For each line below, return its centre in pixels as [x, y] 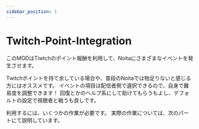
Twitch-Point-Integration [69, 41]
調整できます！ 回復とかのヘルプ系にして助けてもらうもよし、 [98, 93]
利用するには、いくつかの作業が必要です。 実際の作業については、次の [92, 112]
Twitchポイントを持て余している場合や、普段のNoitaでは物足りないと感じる [99, 78]
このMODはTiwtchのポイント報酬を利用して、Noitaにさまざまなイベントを [97, 58]
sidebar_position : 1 [32, 12]
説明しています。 [42, 120]
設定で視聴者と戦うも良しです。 [61, 100]
